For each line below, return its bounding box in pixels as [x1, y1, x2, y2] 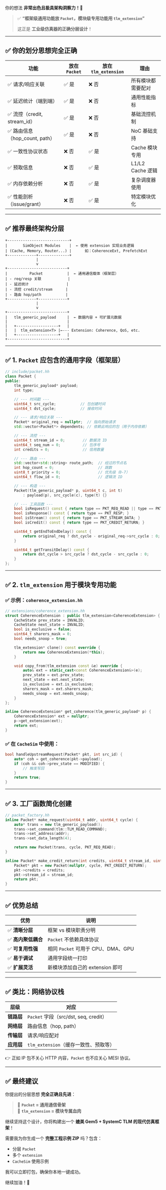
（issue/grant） [7, 201, 44, 208]
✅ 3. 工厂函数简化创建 [5, 799, 72, 808]
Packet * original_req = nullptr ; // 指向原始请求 [14, 420, 116, 425]
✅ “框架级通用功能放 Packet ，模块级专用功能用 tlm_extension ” [17, 15, 145, 21]
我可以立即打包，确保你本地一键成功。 [5, 1169, 83, 1175]
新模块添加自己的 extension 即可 [47, 964, 123, 971]
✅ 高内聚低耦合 [7, 936, 43, 943]
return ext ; [14, 723, 39, 728]
